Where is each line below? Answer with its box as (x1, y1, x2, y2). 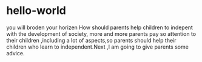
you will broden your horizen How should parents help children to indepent (6, 24, 193, 31)
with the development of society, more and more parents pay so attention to (6, 30, 196, 37)
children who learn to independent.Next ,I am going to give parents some (6, 43, 189, 50)
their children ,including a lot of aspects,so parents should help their (6, 36, 177, 44)
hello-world (6, 4, 67, 18)
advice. (6, 49, 25, 57)
